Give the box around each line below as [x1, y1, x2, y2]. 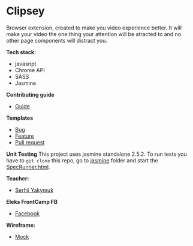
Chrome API [14, 66, 45, 73]
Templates [6, 114, 34, 121]
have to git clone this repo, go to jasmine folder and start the [6, 156, 158, 164]
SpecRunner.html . [6, 163, 50, 170]
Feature [14, 132, 34, 140]
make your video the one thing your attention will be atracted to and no [6, 30, 182, 37]
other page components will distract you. [6, 37, 108, 44]
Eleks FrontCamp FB [6, 198, 58, 205]
